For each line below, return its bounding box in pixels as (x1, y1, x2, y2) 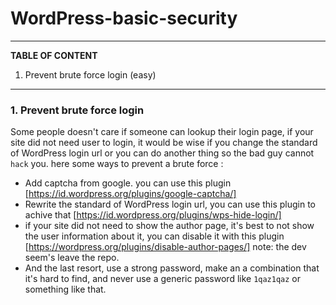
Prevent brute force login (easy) (24, 68, 157, 81)
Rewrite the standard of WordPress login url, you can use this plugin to (24, 198, 316, 211)
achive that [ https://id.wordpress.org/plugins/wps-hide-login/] (24, 209, 282, 221)
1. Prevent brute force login (10, 103, 145, 117)
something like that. (24, 283, 107, 296)
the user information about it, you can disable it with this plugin (24, 230, 285, 242)
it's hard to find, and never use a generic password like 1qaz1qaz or (24, 273, 302, 285)
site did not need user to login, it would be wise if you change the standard (10, 137, 318, 149)
